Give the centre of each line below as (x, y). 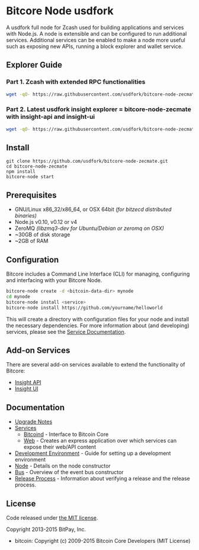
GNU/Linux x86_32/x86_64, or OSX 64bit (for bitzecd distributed (93, 210)
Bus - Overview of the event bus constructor (69, 472)
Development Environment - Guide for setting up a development (93, 453)
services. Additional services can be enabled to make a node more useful (96, 40)
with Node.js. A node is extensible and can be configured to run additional (97, 33)
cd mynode (18, 296)
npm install (21, 172)
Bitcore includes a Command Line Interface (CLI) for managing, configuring (98, 274)
